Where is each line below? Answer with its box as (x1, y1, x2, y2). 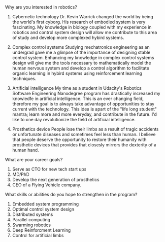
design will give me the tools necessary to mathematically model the (12, 60, 151, 66)
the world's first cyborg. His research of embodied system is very (12, 19, 146, 25)
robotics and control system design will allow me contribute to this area (12, 30, 157, 35)
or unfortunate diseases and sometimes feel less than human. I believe (12, 132, 156, 137)
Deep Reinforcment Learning (12, 227, 71, 233)
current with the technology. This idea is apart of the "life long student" (12, 106, 157, 112)
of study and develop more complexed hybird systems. (12, 35, 124, 40)
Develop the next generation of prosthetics (12, 177, 99, 182)
